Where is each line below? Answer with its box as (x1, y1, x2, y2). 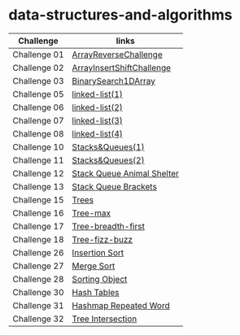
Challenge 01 (12, 49, 64, 60)
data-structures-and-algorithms (8, 6, 233, 24)
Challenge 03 (12, 75, 64, 86)
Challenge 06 (12, 102, 64, 113)
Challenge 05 (12, 88, 64, 99)
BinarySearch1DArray (72, 75, 156, 86)
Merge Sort (72, 260, 116, 272)
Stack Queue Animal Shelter (72, 167, 179, 179)
